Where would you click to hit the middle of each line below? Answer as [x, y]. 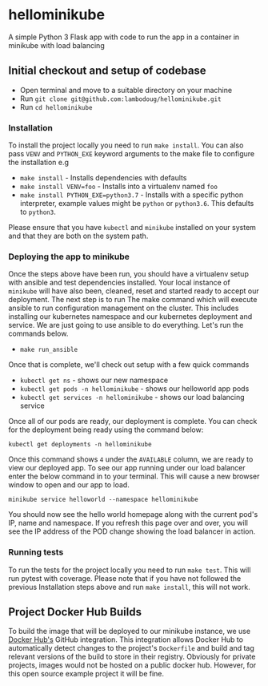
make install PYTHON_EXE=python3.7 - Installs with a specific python [132, 195]
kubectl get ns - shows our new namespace [94, 380]
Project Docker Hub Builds [75, 612]
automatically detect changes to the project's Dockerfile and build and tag [131, 648]
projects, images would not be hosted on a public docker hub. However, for [132, 665]
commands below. [38, 333]
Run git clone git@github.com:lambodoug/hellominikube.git [120, 99]
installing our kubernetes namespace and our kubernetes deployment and [130, 317]
